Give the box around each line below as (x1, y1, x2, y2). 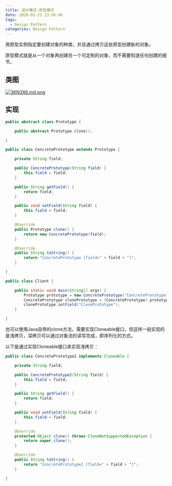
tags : (5, 17, 17, 22)
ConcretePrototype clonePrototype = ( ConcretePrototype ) (24, 297, 147, 303)
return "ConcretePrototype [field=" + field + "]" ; (24, 255, 137, 260)
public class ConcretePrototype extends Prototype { (5, 147, 120, 152)
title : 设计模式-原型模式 (5, 7, 55, 13)
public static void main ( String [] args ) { (14, 288, 106, 293)
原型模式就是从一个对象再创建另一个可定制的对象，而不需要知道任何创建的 (5, 52, 162, 59)
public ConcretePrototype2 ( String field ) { (14, 372, 109, 378)
